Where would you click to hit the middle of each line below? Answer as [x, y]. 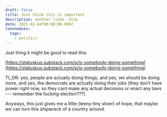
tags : [16, 33]
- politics [26, 38]
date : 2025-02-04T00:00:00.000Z [39, 24]
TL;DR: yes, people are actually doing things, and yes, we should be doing [82, 77]
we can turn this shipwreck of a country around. [55, 109]
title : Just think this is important [45, 15]
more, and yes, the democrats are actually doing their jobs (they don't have [83, 83]
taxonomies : [18, 29]
